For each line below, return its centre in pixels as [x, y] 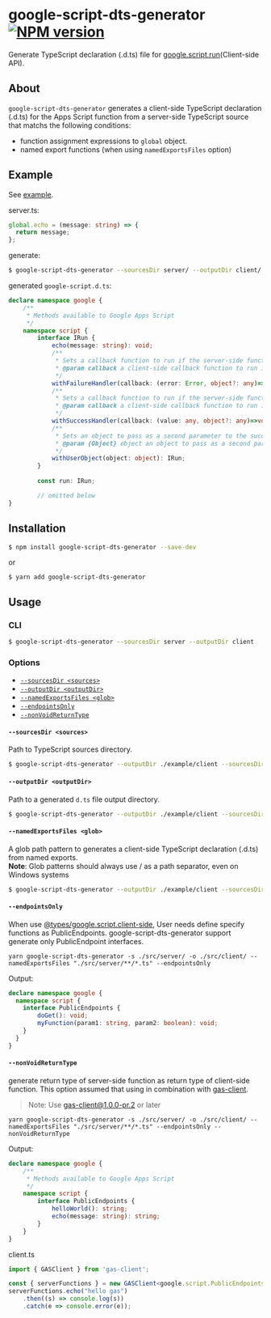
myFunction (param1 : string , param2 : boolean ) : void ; [128, 1023]
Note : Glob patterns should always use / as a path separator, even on [124, 866]
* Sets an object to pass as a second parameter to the [151, 436]
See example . [31, 194]
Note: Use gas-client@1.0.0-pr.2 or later [94, 1104]
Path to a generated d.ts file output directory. [84, 799]
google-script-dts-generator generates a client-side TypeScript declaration [135, 108]
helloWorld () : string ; [90, 1209]
